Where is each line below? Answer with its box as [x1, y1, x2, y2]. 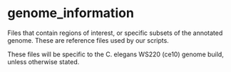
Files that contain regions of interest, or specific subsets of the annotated [7, 29, 223, 37]
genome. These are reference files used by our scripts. [7, 36, 169, 44]
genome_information [7, 5, 134, 21]
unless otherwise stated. [7, 57, 80, 66]
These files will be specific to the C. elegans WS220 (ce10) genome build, [7, 50, 225, 58]
